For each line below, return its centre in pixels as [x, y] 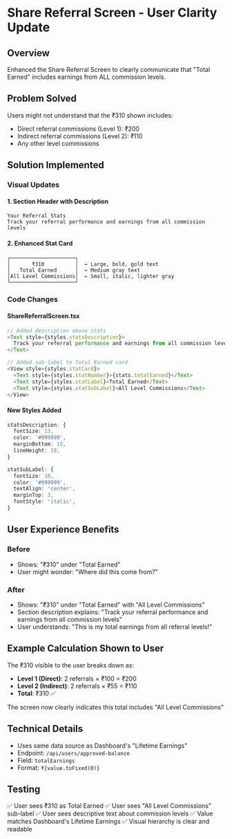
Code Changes [33, 299]
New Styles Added [35, 410]
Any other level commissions [58, 143]
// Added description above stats [57, 331]
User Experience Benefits [63, 529]
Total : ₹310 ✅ [37, 693]
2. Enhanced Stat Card [40, 243]
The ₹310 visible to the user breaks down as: [71, 665]
